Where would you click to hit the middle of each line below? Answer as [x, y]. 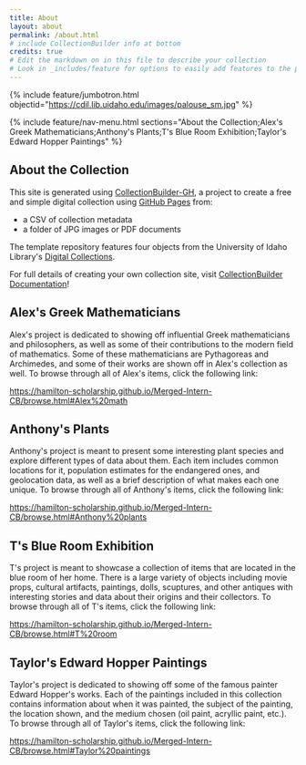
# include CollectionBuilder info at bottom [95, 43]
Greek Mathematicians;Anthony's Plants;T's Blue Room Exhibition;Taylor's [148, 131]
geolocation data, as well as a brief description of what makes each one [144, 481]
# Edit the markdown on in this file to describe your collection [138, 60]
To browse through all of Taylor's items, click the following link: [127, 723]
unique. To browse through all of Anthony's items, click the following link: [147, 490]
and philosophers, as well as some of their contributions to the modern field [152, 344]
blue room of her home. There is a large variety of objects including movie [148, 578]
